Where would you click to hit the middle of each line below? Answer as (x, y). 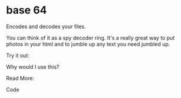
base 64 (27, 10)
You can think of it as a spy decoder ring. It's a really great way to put (90, 38)
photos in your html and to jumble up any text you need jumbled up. (88, 44)
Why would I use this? (33, 67)
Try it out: (18, 55)
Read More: (20, 78)
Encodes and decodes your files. (46, 26)
